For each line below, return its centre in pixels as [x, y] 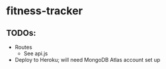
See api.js [36, 54]
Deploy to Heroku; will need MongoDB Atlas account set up [87, 60]
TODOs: [21, 33]
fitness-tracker [45, 11]
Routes [24, 47]
